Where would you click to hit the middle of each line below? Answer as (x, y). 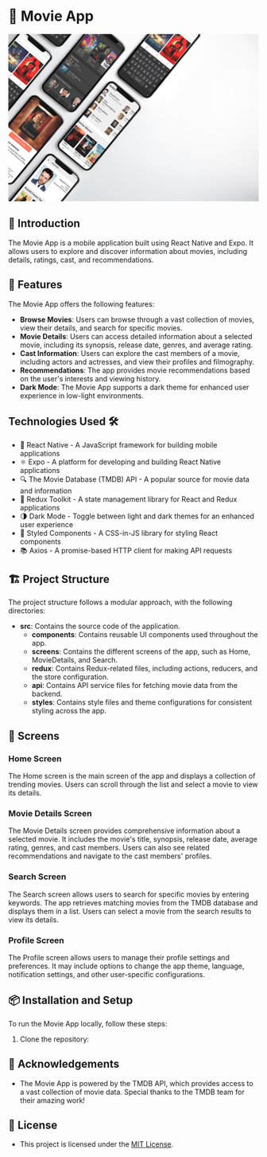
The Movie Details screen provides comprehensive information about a (124, 831)
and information (46, 491)
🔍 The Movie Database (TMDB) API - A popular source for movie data (135, 479)
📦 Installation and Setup (71, 1001)
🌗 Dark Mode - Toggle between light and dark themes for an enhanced (137, 516)
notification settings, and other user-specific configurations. (106, 974)
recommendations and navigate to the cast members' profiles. (110, 856)
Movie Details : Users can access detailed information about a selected (136, 336)
